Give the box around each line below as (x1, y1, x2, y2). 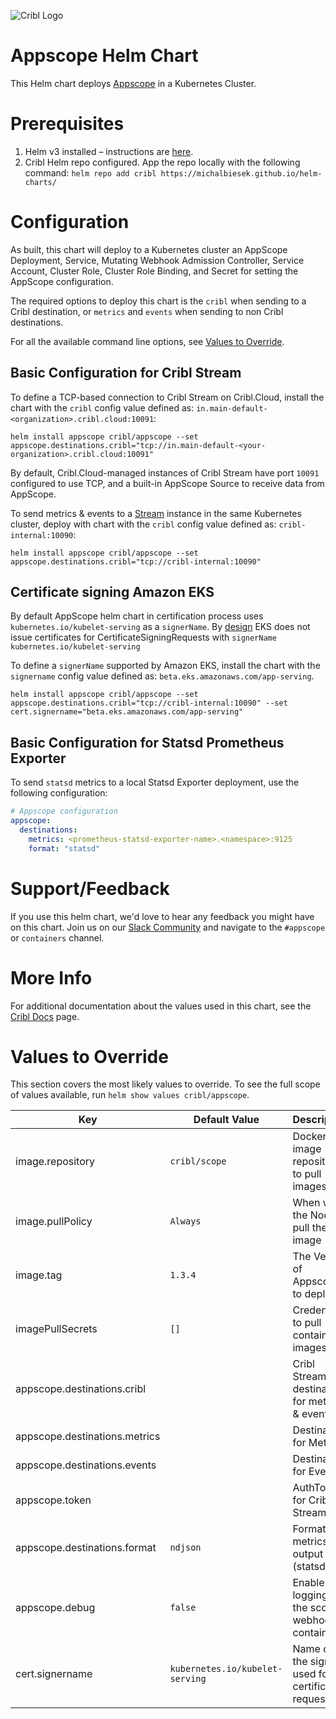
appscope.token (15, 1493, 92, 1507)
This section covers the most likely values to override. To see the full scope (10, 1078, 321, 1090)
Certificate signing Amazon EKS (10, 584, 215, 601)
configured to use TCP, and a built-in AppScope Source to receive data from (10, 477, 325, 489)
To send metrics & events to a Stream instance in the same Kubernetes (10, 507, 302, 519)
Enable (292, 1576, 325, 1590)
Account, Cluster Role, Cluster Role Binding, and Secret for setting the (10, 265, 299, 277)
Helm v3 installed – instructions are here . (24, 145, 194, 157)
